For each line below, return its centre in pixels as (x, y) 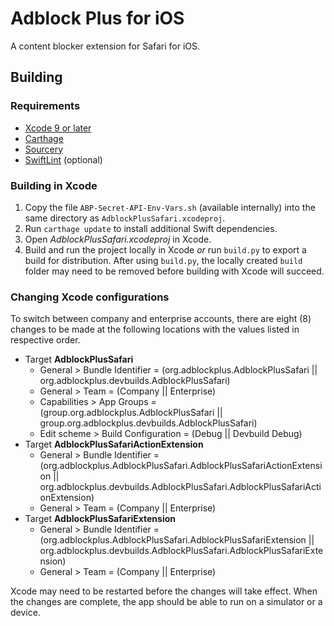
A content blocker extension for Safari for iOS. (105, 46)
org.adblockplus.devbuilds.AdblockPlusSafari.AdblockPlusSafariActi (180, 487)
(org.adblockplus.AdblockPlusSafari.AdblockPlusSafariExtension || (177, 540)
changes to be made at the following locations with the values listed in (155, 329)
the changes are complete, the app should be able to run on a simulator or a (166, 602)
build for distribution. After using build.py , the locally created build (163, 260)
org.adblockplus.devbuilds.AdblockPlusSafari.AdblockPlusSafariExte (181, 551)
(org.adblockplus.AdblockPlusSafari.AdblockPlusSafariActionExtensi (181, 466)
